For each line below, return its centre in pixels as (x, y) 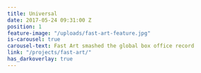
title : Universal (32, 14)
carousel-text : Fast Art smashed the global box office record (101, 46)
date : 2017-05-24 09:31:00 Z (49, 20)
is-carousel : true (34, 40)
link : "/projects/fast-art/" (49, 53)
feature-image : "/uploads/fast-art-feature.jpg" (79, 33)
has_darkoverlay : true (40, 59)
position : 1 (24, 26)
